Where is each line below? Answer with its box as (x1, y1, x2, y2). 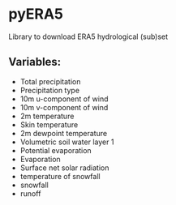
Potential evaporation (19, 145, 92, 155)
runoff (19, 188, 41, 199)
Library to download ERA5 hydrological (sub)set (8, 32, 169, 41)
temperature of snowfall (19, 171, 101, 181)
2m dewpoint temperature (19, 128, 108, 138)
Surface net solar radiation (19, 163, 109, 173)
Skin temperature (19, 119, 79, 130)
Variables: (8, 55, 62, 69)
